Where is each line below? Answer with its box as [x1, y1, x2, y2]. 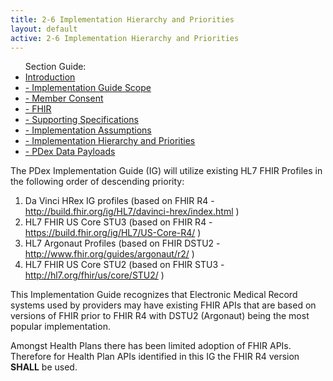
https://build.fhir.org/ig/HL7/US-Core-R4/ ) [24, 227, 202, 239]
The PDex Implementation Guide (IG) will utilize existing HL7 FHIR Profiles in [10, 165, 323, 177]
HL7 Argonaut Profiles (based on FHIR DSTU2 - [24, 237, 221, 250]
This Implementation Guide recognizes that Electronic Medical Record [10, 289, 298, 301]
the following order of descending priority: [10, 176, 185, 188]
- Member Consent [24, 92, 104, 105]
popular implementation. [10, 321, 111, 333]
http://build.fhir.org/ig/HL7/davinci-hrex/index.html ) [24, 206, 240, 218]
